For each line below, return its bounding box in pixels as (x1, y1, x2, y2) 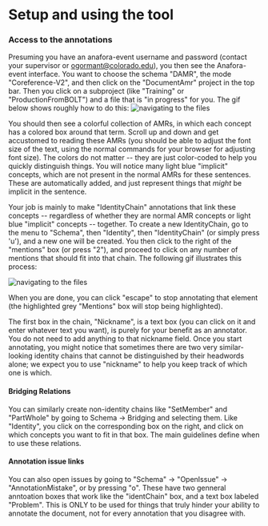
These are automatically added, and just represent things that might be (8, 179, 242, 188)
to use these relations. (8, 438, 82, 448)
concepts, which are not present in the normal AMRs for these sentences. (8, 170, 251, 179)
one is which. (8, 368, 52, 378)
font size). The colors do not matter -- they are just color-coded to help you (8, 153, 258, 163)
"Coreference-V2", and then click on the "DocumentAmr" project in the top (8, 78, 255, 87)
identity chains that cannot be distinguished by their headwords (34, 351, 245, 361)
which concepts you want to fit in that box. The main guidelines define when (8, 430, 260, 440)
